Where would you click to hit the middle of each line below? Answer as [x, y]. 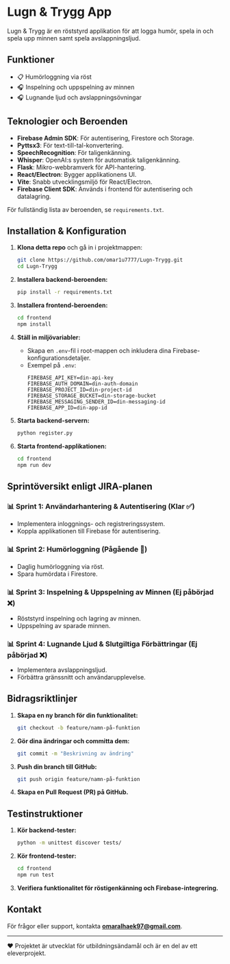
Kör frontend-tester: [47, 856]
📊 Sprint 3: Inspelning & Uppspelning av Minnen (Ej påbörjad [111, 592]
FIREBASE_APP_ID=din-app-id [67, 408]
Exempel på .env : [52, 365]
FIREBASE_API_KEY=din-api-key [71, 378]
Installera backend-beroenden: [62, 280]
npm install [34, 324]
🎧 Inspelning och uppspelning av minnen [76, 87]
